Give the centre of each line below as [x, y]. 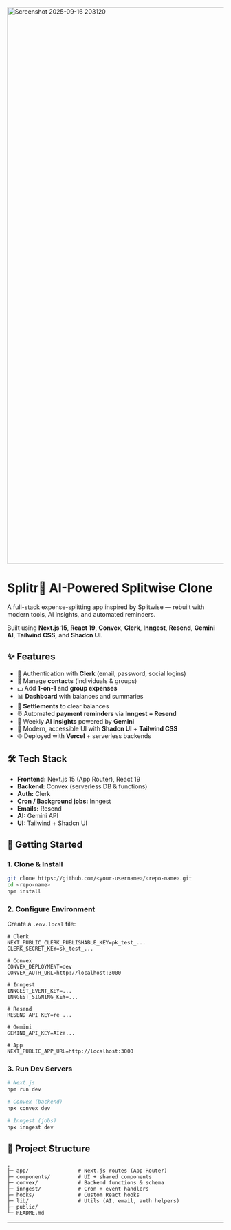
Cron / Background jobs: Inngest [64, 801]
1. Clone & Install [35, 864]
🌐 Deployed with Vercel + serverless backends [84, 736]
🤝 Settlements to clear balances [63, 706]
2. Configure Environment [51, 909]
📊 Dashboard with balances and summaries [80, 696]
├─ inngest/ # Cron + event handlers [78, 1189]
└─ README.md [26, 1213]
